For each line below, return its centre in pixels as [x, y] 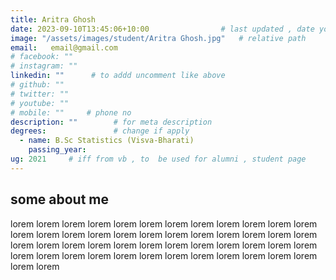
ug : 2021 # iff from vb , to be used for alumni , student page [158, 159]
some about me [60, 199]
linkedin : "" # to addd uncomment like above [118, 76]
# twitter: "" [40, 94]
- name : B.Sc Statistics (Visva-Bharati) [107, 141]
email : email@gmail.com [64, 47]
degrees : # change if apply [100, 131]
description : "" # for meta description [111, 122]
